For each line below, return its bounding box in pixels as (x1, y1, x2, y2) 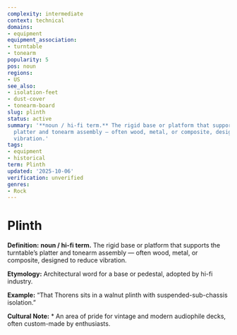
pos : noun (7, 63, 37, 70)
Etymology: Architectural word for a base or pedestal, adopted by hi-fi (7, 269, 213, 279)
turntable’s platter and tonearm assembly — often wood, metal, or (7, 248, 198, 257)
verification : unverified (7, 174, 83, 181)
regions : (7, 69, 33, 76)
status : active (7, 115, 52, 122)
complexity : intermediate (7, 10, 83, 18)
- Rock (7, 188, 27, 195)
